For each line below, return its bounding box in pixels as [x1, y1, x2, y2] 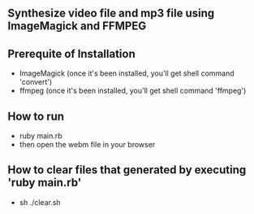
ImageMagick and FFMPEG [7, 20, 147, 33]
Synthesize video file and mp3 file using [7, 7, 215, 20]
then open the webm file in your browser [19, 140, 156, 150]
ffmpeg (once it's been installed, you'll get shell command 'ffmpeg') [19, 85, 247, 96]
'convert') [19, 77, 53, 87]
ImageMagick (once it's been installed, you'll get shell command [19, 68, 235, 78]
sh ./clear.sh [19, 197, 62, 207]
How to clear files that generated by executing [7, 163, 247, 177]
